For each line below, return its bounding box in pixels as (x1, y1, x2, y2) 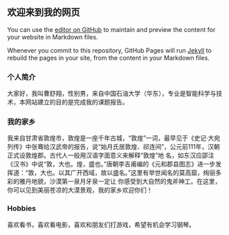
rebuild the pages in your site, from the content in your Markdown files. (7, 53, 210, 62)
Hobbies (7, 204, 37, 214)
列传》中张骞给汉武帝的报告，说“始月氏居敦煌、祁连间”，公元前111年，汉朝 (7, 143, 220, 151)
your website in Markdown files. (7, 33, 98, 41)
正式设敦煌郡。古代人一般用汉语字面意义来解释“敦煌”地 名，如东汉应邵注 (7, 151, 214, 159)
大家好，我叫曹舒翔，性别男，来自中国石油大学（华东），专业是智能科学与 (7, 89, 217, 98)
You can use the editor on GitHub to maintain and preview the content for (7, 25, 216, 33)
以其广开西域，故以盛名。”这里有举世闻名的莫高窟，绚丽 (58, 168, 216, 177)
